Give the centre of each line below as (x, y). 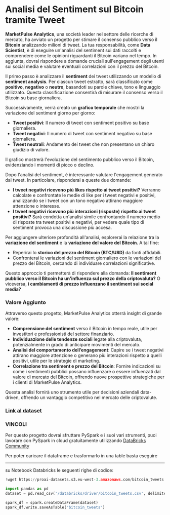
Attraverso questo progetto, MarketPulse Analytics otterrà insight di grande (83, 313)
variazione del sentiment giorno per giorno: (50, 113)
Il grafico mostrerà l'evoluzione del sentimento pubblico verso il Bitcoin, (80, 159)
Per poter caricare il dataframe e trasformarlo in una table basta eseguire (81, 456)
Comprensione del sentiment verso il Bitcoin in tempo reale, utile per (85, 329)
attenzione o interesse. (36, 206)
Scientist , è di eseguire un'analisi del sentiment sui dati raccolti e (73, 50)
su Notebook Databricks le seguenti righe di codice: (59, 470)
